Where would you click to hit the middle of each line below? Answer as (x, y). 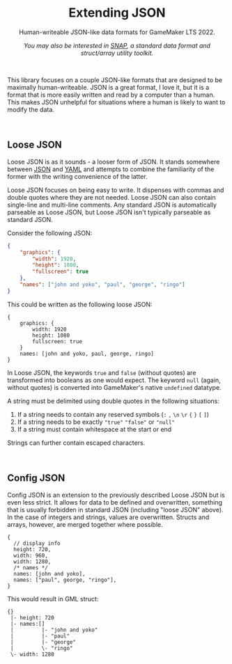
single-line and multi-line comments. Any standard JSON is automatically (112, 205)
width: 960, (31, 555)
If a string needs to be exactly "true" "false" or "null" (96, 422)
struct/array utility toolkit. (117, 53)
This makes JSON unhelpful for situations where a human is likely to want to (116, 102)
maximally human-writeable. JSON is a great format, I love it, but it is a (108, 87)
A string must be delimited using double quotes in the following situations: (113, 401)
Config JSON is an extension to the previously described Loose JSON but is (116, 495)
